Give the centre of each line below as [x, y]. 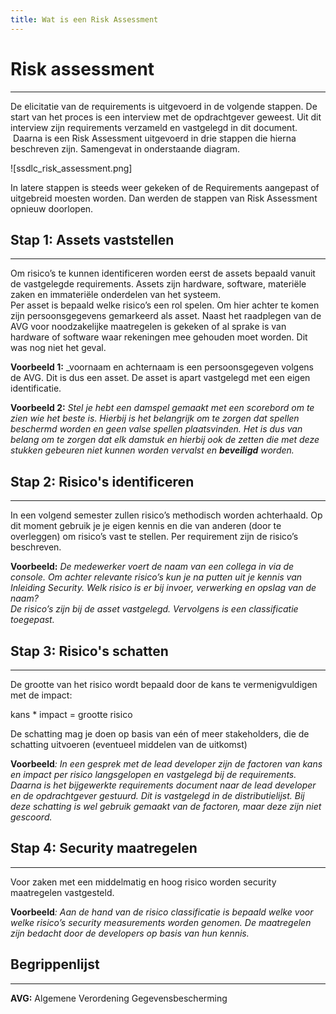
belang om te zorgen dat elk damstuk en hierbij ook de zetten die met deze [165, 440]
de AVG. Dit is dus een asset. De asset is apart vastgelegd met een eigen [160, 378]
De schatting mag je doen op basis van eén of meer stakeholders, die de [160, 734]
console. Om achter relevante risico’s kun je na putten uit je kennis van [156, 577]
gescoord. [31, 817]
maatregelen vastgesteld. [62, 892]
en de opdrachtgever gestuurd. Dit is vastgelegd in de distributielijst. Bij [157, 795]
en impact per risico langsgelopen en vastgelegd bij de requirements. [153, 774]
